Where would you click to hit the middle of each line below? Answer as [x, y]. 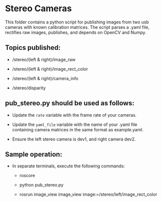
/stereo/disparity [29, 88]
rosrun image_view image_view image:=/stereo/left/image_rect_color [88, 194]
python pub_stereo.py [41, 185]
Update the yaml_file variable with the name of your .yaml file [75, 124]
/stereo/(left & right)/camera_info [45, 78]
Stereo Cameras [39, 9]
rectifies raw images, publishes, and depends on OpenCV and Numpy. [76, 32]
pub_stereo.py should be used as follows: [70, 103]
